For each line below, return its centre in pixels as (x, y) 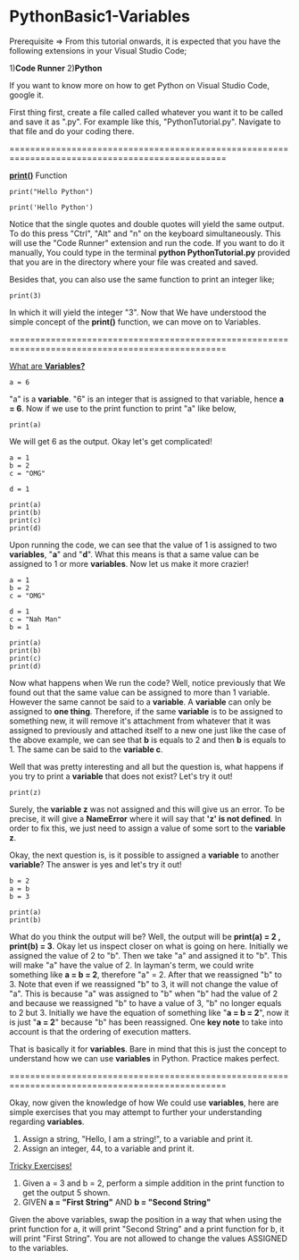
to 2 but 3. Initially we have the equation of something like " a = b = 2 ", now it (149, 1012)
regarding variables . (47, 1121)
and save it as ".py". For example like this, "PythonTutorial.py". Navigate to (145, 122)
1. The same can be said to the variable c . (86, 749)
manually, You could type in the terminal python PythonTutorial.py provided (150, 252)
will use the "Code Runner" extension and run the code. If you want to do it (147, 242)
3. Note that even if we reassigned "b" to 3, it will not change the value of (144, 984)
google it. (27, 95)
